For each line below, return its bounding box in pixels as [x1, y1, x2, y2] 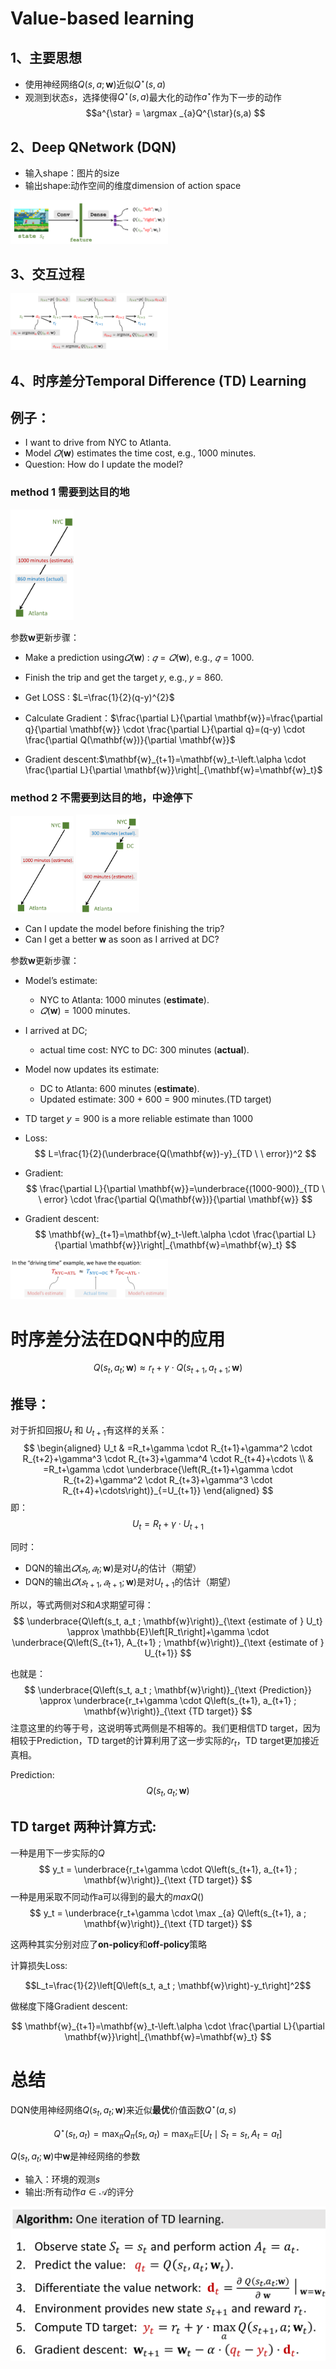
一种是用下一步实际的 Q [10, 1847, 105, 1859]
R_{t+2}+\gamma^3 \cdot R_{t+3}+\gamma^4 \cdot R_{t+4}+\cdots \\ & [22, 1452, 314, 1464]
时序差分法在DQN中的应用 [10, 1328, 226, 1351]
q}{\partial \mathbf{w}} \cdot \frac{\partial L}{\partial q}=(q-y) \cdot [24, 723, 306, 735]
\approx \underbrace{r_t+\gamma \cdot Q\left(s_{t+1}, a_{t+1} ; [39, 1695, 297, 1707]
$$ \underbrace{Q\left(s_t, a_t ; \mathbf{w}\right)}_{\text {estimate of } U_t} [13, 1615, 323, 1627]
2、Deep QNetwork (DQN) [10, 138, 177, 156]
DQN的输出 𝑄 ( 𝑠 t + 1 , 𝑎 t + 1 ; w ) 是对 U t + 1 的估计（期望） [24, 1576, 237, 1591]
